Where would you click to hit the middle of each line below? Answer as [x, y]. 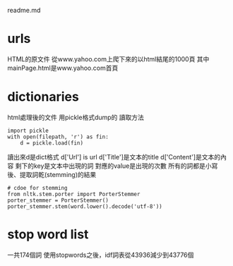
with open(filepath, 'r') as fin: [58, 137]
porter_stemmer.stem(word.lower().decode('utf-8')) [85, 206]
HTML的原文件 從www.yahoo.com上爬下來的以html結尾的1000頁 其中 [108, 59]
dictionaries [43, 97]
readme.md [24, 10]
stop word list [48, 235]
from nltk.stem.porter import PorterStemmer [74, 194]
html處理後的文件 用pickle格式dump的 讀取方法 [76, 117]
